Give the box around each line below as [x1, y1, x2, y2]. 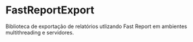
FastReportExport [5, 3, 95, 17]
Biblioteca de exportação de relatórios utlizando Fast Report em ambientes [5, 23, 187, 30]
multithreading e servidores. [5, 29, 74, 36]
